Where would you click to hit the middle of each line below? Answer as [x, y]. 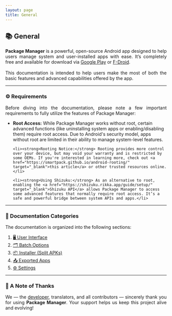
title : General [21, 15]
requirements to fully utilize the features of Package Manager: [71, 113]
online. [158, 167]
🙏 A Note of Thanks [30, 286]
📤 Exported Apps [31, 260]
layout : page [19, 10]
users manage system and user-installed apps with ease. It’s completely [86, 56]
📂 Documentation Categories [42, 216]
